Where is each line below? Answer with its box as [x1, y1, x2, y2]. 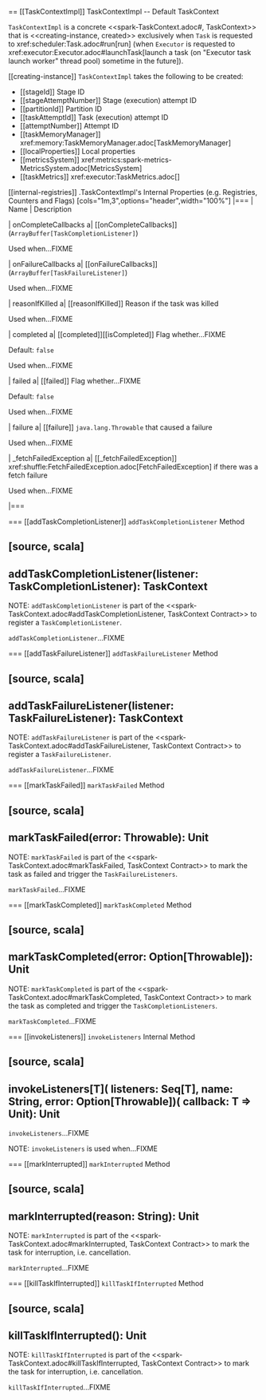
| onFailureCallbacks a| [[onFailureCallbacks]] [8, 260, 158, 268]
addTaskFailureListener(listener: [8, 699, 174, 712]
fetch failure [8, 470, 48, 480]
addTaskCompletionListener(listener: [8, 567, 199, 581]
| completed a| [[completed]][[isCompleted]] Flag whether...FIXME [8, 330, 226, 339]
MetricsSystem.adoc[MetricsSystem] [19, 164, 143, 173]
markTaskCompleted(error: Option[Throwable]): [8, 950, 253, 964]
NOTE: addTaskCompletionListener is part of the [8, 601, 165, 610]
